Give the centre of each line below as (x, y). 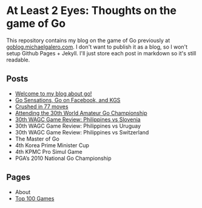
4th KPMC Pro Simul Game (49, 151)
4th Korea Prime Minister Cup (52, 145)
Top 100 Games (35, 198)
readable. (18, 60)
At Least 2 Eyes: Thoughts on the (92, 11)
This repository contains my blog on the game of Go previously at (88, 40)
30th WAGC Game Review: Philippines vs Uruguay (78, 126)
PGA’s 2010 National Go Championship (63, 158)
